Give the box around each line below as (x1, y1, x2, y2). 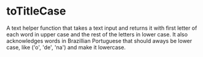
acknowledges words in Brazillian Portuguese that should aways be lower (6, 37, 193, 44)
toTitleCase (6, 4, 66, 18)
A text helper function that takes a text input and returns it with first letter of (6, 24, 197, 32)
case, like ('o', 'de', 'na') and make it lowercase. (6, 44, 126, 51)
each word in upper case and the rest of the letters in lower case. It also (6, 30, 188, 38)
